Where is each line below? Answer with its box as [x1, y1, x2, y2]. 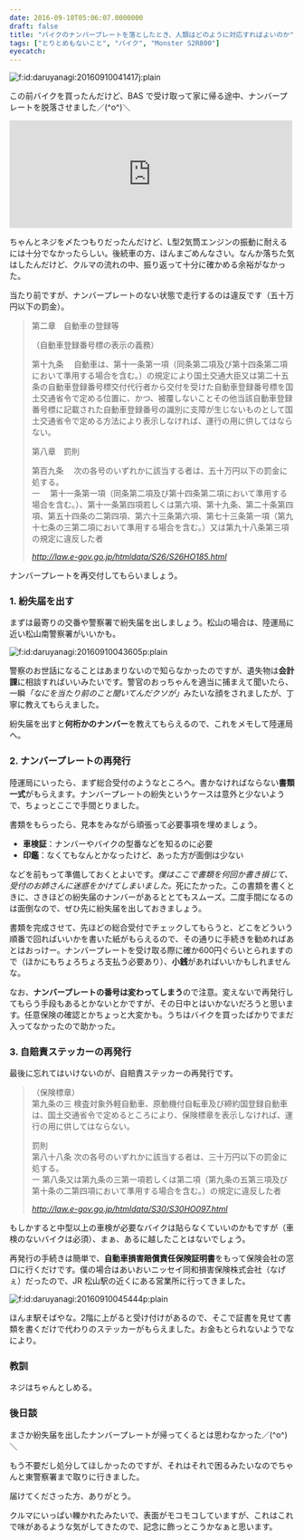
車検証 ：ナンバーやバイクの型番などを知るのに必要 [22, 838, 214, 849]
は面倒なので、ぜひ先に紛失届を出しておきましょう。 [9, 902, 206, 913]
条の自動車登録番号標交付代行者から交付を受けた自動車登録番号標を [31, 381, 286, 392]
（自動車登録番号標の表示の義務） [31, 340, 159, 351]
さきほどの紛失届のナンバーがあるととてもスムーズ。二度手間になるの [33, 891, 294, 902]
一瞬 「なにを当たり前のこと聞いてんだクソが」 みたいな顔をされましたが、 [9, 688, 287, 698]
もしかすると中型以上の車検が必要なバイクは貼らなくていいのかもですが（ [9, 1222, 287, 1233]
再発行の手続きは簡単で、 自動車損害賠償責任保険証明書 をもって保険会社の [9, 1253, 287, 1264]
